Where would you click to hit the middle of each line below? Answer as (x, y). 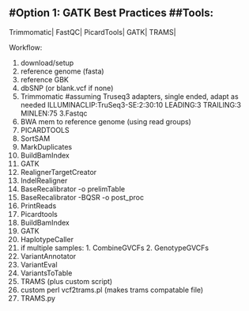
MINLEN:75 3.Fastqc (54, 113)
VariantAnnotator (48, 256)
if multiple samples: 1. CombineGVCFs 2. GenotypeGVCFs (114, 248)
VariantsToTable (46, 273)
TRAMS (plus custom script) (66, 281)
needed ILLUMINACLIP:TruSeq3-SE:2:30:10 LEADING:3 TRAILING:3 (131, 104)
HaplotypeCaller (47, 239)
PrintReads (38, 206)
